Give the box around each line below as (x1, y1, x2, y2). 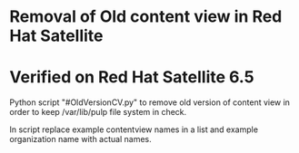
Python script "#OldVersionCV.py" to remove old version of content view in (9, 97, 291, 108)
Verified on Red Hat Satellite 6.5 (9, 67, 254, 88)
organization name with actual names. (9, 134, 152, 145)
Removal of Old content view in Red (9, 6, 283, 27)
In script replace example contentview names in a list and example (9, 124, 259, 135)
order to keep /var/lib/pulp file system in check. (9, 107, 187, 118)
